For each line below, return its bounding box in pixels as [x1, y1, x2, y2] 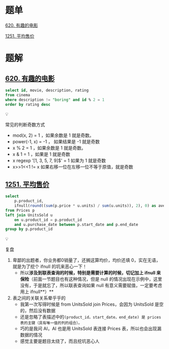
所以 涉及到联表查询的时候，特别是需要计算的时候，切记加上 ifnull [20, 270, 156, 276]
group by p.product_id [5, 226, 53, 232]
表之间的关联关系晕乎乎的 [12, 295, 66, 301]
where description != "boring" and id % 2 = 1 [5, 97, 105, 102]
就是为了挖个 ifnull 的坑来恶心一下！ [12, 263, 87, 270]
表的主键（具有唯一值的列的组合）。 [20, 321, 82, 326]
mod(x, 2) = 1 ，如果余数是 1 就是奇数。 [12, 132, 94, 139]
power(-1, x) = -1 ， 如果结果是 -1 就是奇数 [12, 139, 100, 145]
